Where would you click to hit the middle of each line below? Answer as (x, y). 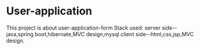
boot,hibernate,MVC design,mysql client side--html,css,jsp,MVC (114, 34)
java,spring (20, 34)
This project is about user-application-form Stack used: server (83, 28)
